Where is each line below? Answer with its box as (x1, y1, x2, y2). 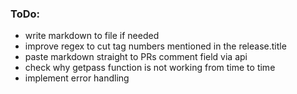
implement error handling (24, 72, 130, 84)
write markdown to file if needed (24, 30, 160, 42)
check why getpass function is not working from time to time (24, 62, 276, 74)
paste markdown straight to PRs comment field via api (24, 51, 248, 63)
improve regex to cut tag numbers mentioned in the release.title (24, 40, 287, 52)
